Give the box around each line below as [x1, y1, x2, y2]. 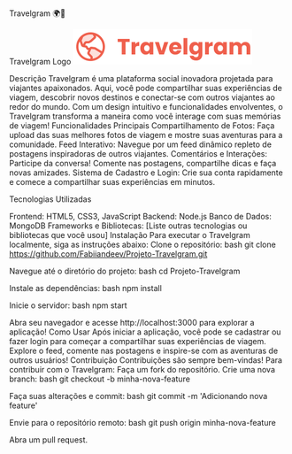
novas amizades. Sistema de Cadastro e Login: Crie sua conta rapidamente [9, 167, 283, 178]
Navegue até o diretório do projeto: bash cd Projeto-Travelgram [9, 265, 241, 276]
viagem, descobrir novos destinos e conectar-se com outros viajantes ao [9, 92, 276, 103]
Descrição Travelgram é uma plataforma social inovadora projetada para [9, 73, 273, 83]
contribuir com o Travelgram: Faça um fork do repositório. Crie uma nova [9, 365, 276, 374]
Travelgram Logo [9, 57, 72, 66]
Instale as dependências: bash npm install [9, 283, 162, 293]
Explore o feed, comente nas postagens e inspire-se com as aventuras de [9, 345, 279, 356]
